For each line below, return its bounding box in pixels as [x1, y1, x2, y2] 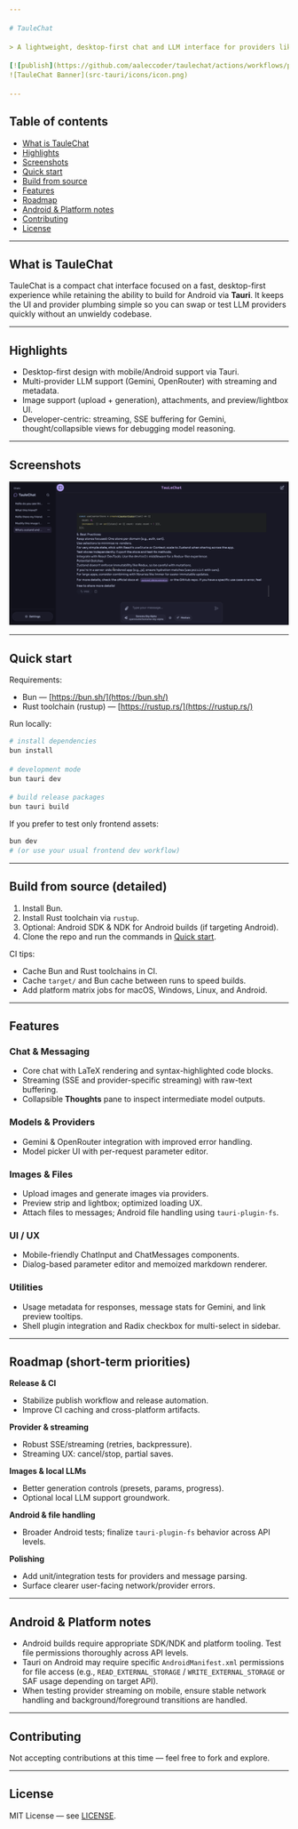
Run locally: [9, 719, 52, 729]
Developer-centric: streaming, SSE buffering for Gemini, [21, 414, 227, 424]
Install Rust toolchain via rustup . [21, 912, 140, 923]
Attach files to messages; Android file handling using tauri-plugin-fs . [21, 1207, 279, 1218]
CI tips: [9, 948, 35, 959]
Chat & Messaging [9, 1045, 90, 1058]
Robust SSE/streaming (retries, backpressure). [21, 1439, 192, 1450]
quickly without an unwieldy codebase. [9, 309, 153, 319]
